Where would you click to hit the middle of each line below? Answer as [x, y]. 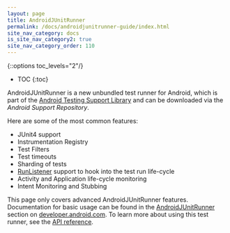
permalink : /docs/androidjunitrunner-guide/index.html [89, 26]
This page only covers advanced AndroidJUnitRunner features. [98, 200]
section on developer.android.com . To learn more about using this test [108, 214]
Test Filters [33, 149]
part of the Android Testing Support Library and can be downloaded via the [115, 100]
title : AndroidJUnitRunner [46, 20]
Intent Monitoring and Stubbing [62, 186]
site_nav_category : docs [43, 33]
